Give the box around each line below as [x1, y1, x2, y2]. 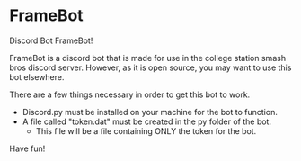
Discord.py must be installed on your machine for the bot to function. [22, 106, 279, 117]
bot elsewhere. [9, 71, 65, 82]
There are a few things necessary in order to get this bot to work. [9, 89, 251, 100]
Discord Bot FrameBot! [9, 35, 93, 46]
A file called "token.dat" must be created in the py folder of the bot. [22, 116, 272, 127]
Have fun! [9, 143, 46, 154]
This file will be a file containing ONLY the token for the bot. [35, 125, 257, 136]
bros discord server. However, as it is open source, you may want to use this [9, 62, 292, 73]
